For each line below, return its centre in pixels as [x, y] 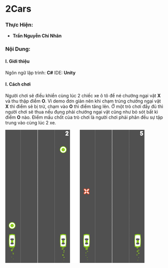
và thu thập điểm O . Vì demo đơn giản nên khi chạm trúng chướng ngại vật [83, 101]
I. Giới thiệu [18, 61]
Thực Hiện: [19, 25]
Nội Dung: [18, 49]
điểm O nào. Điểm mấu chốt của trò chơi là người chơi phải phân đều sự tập [84, 117]
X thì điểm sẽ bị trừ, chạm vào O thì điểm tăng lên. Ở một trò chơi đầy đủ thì [84, 106]
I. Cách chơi [18, 84]
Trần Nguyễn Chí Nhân [37, 36]
